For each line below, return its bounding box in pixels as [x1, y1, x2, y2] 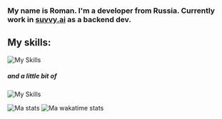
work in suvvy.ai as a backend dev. [7, 14, 132, 24]
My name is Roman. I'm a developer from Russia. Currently [7, 6, 216, 16]
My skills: [7, 36, 51, 48]
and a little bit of [7, 72, 57, 81]
